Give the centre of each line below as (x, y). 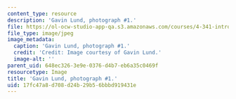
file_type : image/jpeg (40, 33)
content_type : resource (42, 14)
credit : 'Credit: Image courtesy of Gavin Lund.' (87, 53)
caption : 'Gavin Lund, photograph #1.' (72, 46)
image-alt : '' (34, 59)
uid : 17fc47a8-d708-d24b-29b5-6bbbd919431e (72, 85)
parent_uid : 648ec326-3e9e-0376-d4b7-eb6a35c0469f (83, 66)
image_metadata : (31, 40)
